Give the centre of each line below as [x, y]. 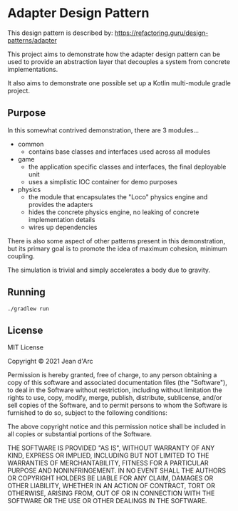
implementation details [62, 219]
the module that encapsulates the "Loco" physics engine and [118, 196]
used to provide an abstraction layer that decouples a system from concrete [119, 61]
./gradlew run [29, 309]
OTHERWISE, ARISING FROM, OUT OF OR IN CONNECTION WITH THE [111, 493]
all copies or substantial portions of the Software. [79, 434]
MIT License [26, 347]
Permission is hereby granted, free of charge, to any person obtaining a [112, 375]
